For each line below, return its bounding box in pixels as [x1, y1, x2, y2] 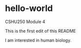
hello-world [5, 3, 53, 14]
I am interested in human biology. [5, 37, 72, 43]
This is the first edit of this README [5, 28, 76, 34]
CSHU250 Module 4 [5, 19, 46, 24]
